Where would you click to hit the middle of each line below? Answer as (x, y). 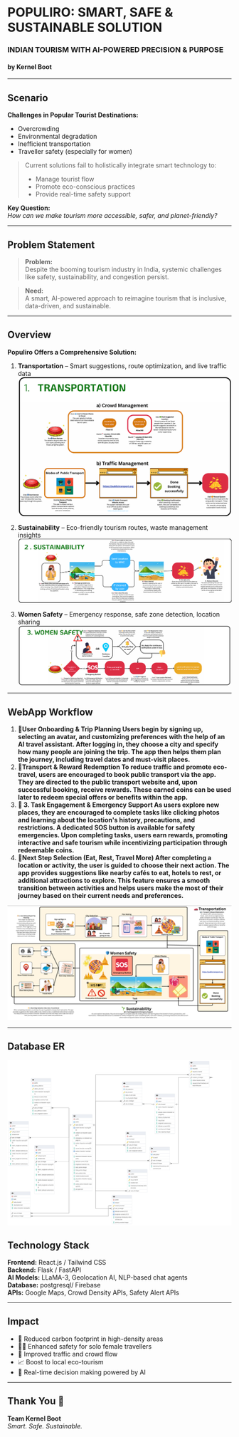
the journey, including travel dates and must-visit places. (104, 759)
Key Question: (29, 208)
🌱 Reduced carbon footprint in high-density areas (90, 1339)
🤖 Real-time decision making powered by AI (81, 1372)
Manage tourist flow (65, 179)
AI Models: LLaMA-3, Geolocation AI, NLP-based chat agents (97, 1277)
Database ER (36, 1046)
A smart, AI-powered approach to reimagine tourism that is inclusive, (126, 298)
